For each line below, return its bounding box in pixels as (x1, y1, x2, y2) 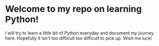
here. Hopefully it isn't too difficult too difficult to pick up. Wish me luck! (5, 35, 153, 41)
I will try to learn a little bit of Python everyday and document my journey (5, 30, 154, 36)
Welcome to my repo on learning (5, 3, 142, 15)
